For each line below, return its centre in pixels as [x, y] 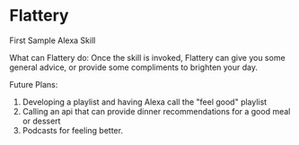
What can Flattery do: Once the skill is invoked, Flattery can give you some [147, 57]
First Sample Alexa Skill [53, 40]
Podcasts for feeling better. [73, 130]
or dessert [41, 121]
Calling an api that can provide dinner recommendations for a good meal [156, 111]
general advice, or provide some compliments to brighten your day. [134, 67]
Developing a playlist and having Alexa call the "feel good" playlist [145, 102]
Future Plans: [34, 84]
